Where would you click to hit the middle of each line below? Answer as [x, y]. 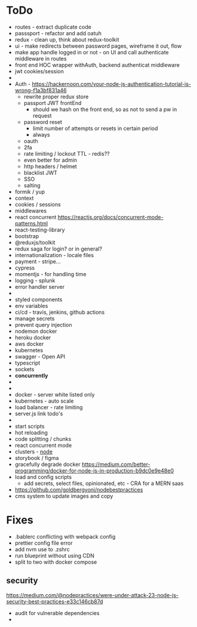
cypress [24, 268]
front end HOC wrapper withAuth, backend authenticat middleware [97, 65]
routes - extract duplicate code [53, 27]
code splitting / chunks [43, 438]
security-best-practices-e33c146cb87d [55, 601]
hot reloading [31, 433]
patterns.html [31, 223]
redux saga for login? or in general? [59, 249]
